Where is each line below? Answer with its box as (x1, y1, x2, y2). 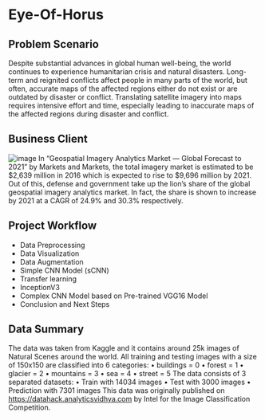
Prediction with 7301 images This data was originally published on (8, 386, 225, 395)
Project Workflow (8, 219, 97, 233)
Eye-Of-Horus (8, 6, 104, 24)
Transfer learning (19, 273, 77, 284)
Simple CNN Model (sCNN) (19, 265, 109, 275)
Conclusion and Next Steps (19, 299, 110, 308)
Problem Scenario (8, 37, 100, 51)
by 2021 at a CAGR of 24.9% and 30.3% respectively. (8, 195, 184, 205)
